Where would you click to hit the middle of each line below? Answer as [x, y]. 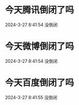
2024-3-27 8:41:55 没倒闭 [31, 97]
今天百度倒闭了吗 [40, 83]
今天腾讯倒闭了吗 [40, 10]
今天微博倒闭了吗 [40, 47]
